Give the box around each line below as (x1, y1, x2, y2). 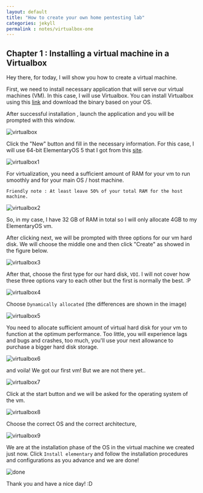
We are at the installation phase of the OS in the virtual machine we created (6, 444, 195, 451)
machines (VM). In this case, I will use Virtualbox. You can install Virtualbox (6, 92, 194, 99)
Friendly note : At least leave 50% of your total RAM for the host (6, 189, 183, 195)
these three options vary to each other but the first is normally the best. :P (6, 277, 191, 284)
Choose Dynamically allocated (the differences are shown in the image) (6, 301, 187, 308)
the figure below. (6, 247, 48, 255)
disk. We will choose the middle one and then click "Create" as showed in (6, 241, 190, 248)
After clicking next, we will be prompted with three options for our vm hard (6, 234, 192, 241)
